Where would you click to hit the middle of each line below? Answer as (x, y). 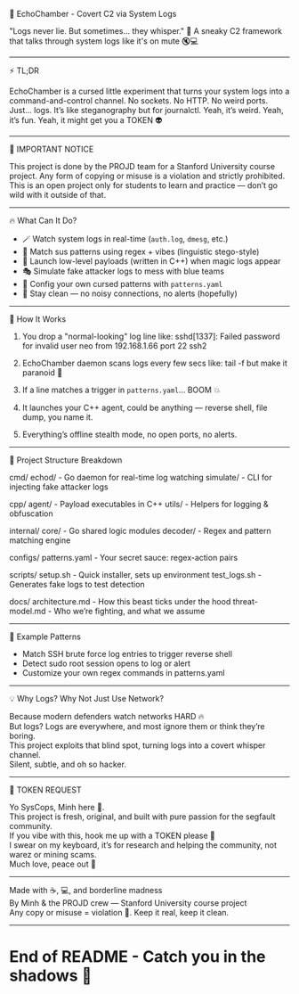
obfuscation (31, 513)
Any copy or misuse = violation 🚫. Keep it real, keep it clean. (119, 912)
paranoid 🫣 (42, 373)
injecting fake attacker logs (59, 487)
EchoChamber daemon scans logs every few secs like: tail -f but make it (154, 363)
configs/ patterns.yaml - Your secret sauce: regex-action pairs (124, 558)
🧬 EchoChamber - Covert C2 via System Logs (93, 14)
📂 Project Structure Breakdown (66, 460)
